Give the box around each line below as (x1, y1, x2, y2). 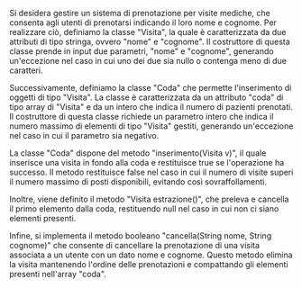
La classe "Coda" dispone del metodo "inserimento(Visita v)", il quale (9, 148, 267, 158)
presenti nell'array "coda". (9, 269, 106, 279)
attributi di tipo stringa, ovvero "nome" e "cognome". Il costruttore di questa (9, 36, 290, 47)
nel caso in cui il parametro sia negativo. (9, 130, 160, 140)
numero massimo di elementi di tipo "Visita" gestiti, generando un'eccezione (9, 121, 294, 131)
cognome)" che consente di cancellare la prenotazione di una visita (9, 240, 260, 250)
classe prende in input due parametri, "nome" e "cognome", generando (9, 46, 274, 57)
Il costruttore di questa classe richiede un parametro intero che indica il (9, 112, 274, 121)
